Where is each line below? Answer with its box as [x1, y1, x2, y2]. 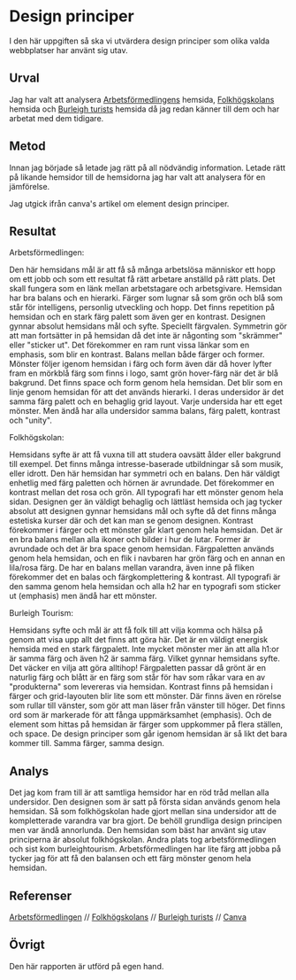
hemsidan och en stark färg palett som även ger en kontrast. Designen [9, 312, 266, 323]
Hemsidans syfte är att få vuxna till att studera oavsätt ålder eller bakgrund [9, 449, 281, 460]
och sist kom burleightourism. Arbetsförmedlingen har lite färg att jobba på [9, 844, 281, 854]
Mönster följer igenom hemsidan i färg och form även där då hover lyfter [9, 359, 272, 369]
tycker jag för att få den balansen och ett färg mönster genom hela [9, 853, 252, 864]
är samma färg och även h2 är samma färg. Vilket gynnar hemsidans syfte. [9, 653, 280, 664]
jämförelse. [9, 181, 50, 191]
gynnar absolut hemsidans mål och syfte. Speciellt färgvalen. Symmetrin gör [9, 321, 287, 331]
